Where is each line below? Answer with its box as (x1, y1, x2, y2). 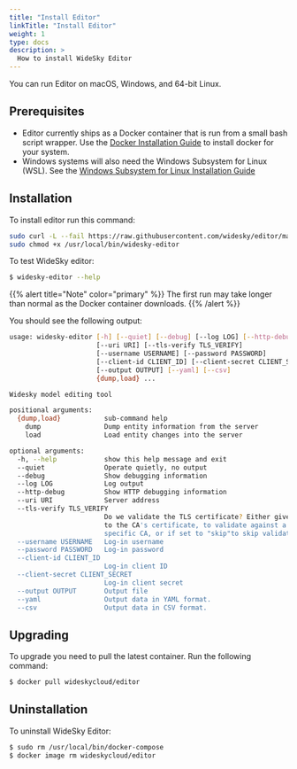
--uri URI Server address (17, 496, 161, 505)
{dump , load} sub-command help (17, 414, 168, 423)
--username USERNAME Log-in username (17, 537, 164, 546)
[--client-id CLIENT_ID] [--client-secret (95, 357, 255, 366)
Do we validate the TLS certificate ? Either (103, 512, 271, 521)
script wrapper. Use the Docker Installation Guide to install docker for (21, 136, 274, 147)
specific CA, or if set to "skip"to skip (103, 529, 259, 538)
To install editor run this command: (9, 214, 135, 225)
